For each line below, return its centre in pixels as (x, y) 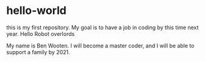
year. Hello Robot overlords (41, 33)
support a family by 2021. (38, 52)
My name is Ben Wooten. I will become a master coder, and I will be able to (100, 46)
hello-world (37, 11)
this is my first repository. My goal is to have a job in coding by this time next (103, 27)
